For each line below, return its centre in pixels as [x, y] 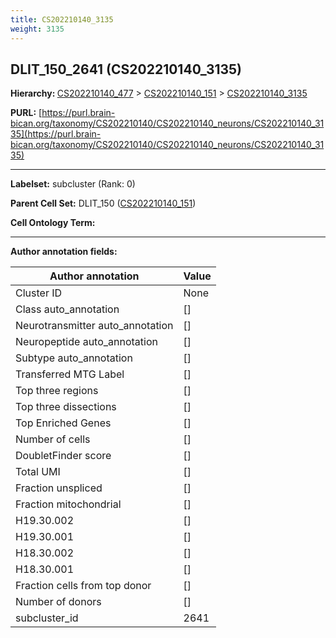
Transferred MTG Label [70, 374]
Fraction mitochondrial [68, 504]
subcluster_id [47, 618]
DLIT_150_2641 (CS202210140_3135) [126, 69]
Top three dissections [66, 407]
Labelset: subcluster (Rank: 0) [73, 184]
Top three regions [57, 391]
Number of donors [58, 602]
